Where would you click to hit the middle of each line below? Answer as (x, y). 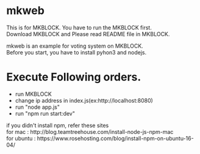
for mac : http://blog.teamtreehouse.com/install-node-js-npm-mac (90, 131)
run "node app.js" (37, 107)
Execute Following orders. (74, 77)
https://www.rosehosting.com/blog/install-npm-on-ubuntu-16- (115, 138)
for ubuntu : (21, 138)
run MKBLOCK (33, 94)
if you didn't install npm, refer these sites (58, 125)
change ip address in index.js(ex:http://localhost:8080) (84, 100)
